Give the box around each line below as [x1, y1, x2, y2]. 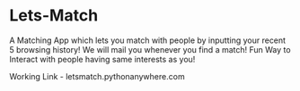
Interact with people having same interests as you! [9, 54, 196, 64]
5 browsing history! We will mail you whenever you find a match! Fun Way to [9, 44, 291, 54]
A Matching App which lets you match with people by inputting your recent [9, 35, 286, 45]
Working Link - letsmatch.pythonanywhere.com [9, 70, 186, 81]
